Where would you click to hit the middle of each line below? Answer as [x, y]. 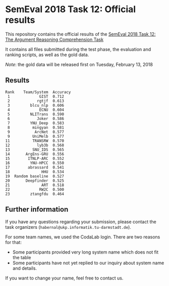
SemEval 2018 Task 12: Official [71, 9]
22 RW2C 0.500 [35, 189]
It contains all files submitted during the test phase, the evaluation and [78, 49]
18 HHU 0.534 [35, 172]
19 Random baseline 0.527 [35, 176]
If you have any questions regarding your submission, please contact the [81, 222]
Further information [37, 209]
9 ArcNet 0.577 [36, 132]
